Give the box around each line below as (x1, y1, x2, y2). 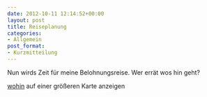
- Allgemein (7, 36, 42, 43)
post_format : (7, 43, 45, 50)
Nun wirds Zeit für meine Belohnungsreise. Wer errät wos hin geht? (7, 68, 201, 77)
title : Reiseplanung (7, 23, 68, 30)
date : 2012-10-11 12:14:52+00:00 (7, 10, 105, 17)
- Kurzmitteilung (7, 50, 58, 57)
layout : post (7, 17, 45, 24)
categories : (7, 29, 42, 37)
